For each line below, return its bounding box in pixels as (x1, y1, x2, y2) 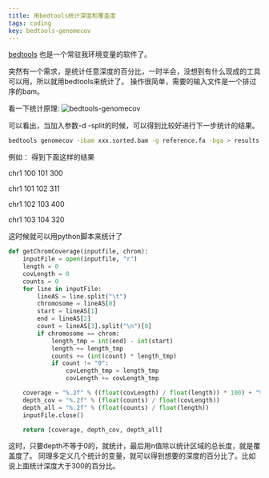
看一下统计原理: (8, 103, 60, 113)
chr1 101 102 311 (8, 184, 60, 193)
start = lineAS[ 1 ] (37, 307, 98, 315)
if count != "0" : (50, 359, 110, 367)
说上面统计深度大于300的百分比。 (8, 461, 120, 471)
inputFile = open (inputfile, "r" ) (22, 255, 138, 263)
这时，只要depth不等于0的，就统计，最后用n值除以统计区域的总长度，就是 (8, 441, 254, 451)
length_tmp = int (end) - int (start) (50, 337, 174, 345)
